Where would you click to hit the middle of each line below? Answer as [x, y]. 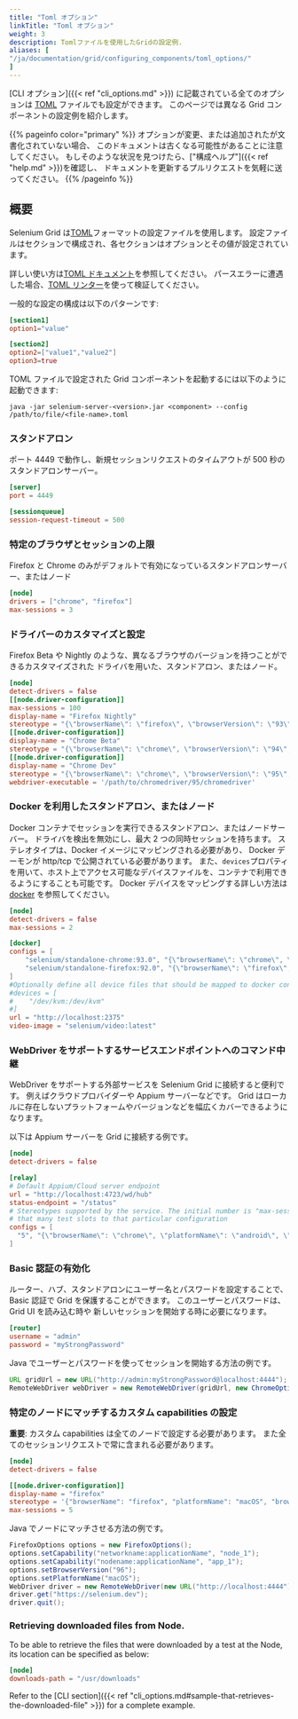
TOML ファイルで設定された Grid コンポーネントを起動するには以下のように [148, 379]
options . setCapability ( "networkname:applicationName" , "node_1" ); [134, 1554]
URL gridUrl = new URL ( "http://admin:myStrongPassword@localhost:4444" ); [149, 1380]
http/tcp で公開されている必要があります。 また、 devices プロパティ [165, 861]
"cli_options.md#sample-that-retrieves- [202, 1696]
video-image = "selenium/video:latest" [83, 1026]
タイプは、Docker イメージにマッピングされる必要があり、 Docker [154, 849]
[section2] [29, 344]
